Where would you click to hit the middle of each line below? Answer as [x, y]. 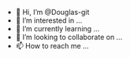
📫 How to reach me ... [52, 46]
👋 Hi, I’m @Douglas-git [52, 12]
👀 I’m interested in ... [49, 20]
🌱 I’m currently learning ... [58, 29]
